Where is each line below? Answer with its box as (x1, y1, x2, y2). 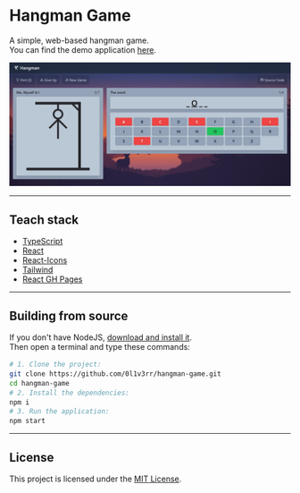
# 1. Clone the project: (9, 360, 102, 370)
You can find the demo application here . (9, 44, 156, 55)
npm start (9, 417, 46, 426)
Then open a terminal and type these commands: (9, 342, 190, 353)
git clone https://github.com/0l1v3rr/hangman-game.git (9, 369, 221, 378)
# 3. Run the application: (9, 407, 110, 416)
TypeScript (21, 236, 63, 247)
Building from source (9, 308, 129, 323)
